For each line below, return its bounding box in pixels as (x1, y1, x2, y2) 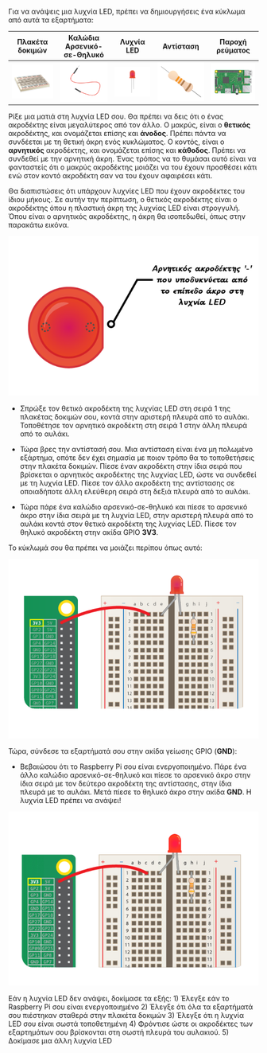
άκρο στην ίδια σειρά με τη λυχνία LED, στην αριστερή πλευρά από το (19, 511, 253, 521)
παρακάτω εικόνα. (8, 220, 70, 230)
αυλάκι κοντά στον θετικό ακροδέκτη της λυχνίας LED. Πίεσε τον (19, 519, 237, 528)
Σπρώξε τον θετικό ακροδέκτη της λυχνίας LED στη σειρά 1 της (19, 404, 231, 413)
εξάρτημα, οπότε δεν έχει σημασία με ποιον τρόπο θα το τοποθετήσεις (19, 453, 255, 462)
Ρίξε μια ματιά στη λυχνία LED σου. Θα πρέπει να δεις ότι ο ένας (8, 111, 224, 122)
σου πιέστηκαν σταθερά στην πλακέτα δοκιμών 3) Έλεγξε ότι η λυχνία (8, 1011, 245, 1020)
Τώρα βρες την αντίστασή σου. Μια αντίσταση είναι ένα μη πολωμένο (19, 445, 253, 454)
